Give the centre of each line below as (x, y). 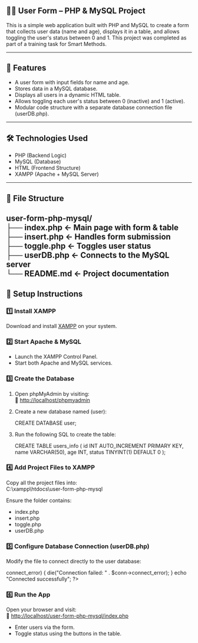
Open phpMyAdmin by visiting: (52, 393)
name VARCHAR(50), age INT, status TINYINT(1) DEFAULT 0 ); (90, 452)
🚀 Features (26, 68)
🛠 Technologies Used (47, 138)
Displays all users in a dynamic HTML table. (67, 94)
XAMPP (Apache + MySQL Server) (57, 174)
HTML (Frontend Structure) (47, 168)
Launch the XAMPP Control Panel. (56, 357)
